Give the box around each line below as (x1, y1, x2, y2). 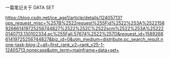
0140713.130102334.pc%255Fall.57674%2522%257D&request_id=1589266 (5, 31, 164, 37)
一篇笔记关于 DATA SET (5, 5, 54, 10)
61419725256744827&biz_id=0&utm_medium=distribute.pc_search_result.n (5, 36, 164, 42)
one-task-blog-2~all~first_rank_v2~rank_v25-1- (5, 42, 105, 47)
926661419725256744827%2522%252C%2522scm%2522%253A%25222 (5, 25, 164, 32)
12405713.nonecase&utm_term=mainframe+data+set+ (5, 47, 120, 53)
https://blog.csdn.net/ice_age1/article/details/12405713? (5, 15, 123, 20)
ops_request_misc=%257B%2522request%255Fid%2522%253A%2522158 (5, 20, 165, 26)
